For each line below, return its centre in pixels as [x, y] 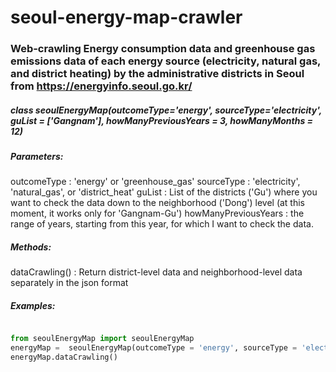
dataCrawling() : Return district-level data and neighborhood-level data [156, 272]
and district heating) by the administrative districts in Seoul [157, 74]
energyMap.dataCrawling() [64, 357]
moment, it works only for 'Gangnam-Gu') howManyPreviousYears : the [157, 213]
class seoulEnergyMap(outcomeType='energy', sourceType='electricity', [166, 110]
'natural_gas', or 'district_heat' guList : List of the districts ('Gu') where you [164, 192]
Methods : [31, 247]
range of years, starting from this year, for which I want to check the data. [162, 224]
